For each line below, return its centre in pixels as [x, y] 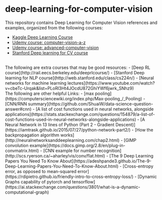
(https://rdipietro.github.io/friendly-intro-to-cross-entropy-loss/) [69, 177]
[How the [144, 130]
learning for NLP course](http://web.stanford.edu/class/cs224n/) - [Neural [80, 78]
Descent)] [126, 124]
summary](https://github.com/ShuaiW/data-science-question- [90, 104]
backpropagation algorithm [32, 135]
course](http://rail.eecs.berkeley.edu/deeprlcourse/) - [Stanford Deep [75, 72]
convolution [17, 145]
